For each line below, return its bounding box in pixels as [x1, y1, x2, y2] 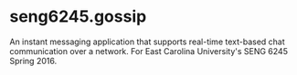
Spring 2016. [9, 55, 58, 66]
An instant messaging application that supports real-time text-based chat [9, 36, 285, 47]
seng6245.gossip [9, 6, 147, 27]
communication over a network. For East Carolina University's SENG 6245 [9, 45, 288, 56]
